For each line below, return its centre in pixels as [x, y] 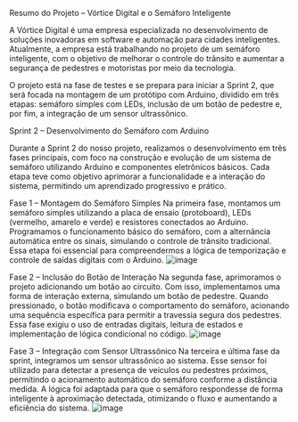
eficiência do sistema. [50, 408]
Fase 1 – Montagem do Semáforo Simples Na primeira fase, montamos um [145, 203]
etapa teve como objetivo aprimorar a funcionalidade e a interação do [137, 176]
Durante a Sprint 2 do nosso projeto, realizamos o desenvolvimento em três [148, 148]
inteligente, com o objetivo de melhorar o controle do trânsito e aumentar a [147, 58]
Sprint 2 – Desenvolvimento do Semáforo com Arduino [109, 131]
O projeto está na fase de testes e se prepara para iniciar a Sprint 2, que [142, 85]
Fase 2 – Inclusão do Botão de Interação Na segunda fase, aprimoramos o [145, 277]
